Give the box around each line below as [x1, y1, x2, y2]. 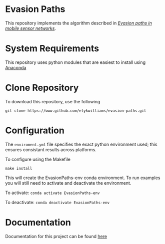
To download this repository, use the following [5, 98, 100, 104]
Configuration [5, 125, 65, 136]
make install [5, 166, 32, 171]
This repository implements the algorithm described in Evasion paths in [5, 20, 152, 26]
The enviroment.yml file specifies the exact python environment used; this [5, 141, 157, 147]
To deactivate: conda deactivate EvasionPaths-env [5, 199, 110, 205]
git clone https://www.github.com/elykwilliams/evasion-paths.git [5, 108, 146, 113]
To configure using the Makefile [5, 156, 71, 162]
